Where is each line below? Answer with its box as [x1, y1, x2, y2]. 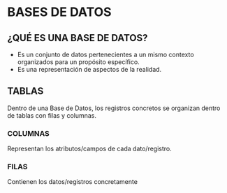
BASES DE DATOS [7, 4, 112, 20]
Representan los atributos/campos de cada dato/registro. [7, 144, 173, 153]
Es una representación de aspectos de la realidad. [17, 65, 162, 73]
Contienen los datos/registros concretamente [7, 178, 138, 186]
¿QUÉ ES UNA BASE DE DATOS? [7, 32, 148, 44]
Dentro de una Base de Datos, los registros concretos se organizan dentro [7, 104, 221, 112]
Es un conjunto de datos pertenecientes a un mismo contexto [17, 50, 194, 59]
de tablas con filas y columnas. [7, 111, 96, 119]
